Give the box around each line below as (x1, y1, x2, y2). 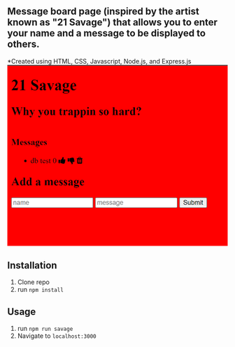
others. (7, 38, 40, 50)
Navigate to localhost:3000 (17, 332, 97, 340)
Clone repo (17, 278, 50, 286)
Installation (7, 259, 57, 271)
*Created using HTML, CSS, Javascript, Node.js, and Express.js (7, 57, 192, 65)
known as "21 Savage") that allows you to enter (7, 17, 218, 29)
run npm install (17, 285, 64, 294)
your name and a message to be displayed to (7, 27, 206, 39)
